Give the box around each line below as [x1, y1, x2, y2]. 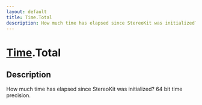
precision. [6, 92, 31, 99]
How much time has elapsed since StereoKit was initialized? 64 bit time [6, 85, 183, 93]
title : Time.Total [6, 14, 52, 20]
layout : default [6, 8, 47, 15]
